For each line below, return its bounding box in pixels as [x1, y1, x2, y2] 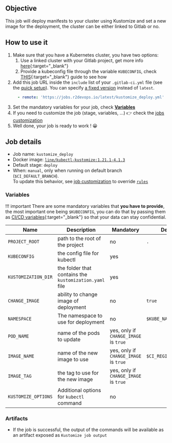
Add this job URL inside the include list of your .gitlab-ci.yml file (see [12, 79, 163, 85]
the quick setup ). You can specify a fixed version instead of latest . [12, 84, 155, 91]
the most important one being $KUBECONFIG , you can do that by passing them [5, 208, 166, 215]
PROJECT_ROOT [8, 239, 40, 244]
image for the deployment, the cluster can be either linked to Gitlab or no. [5, 23, 160, 29]
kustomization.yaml [57, 277, 105, 283]
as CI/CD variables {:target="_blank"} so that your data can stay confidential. [5, 214, 166, 220]
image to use [57, 356, 89, 363]
